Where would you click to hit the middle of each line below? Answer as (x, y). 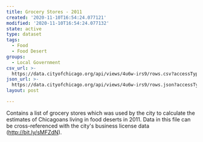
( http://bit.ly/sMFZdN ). (34, 132)
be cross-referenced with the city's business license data (78, 126)
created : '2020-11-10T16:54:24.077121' (56, 18)
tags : (13, 40)
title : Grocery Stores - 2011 (44, 12)
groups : (16, 57)
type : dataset (24, 34)
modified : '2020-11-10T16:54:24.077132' (58, 23)
